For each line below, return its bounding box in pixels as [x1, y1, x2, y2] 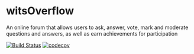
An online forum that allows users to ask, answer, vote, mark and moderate [6, 24, 189, 31]
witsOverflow [6, 4, 74, 18]
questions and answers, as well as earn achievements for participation [6, 30, 178, 37]
